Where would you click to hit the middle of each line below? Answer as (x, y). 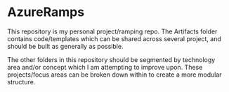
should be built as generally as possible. (65, 46)
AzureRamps (46, 12)
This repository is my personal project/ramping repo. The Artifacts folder (112, 31)
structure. (21, 82)
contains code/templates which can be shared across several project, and (114, 38)
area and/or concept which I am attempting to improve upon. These (105, 67)
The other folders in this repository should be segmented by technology (111, 59)
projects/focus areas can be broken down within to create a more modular (115, 75)
